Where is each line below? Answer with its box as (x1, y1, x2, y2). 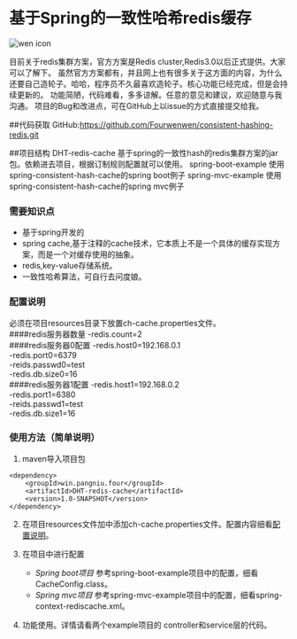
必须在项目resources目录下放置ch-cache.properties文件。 (9, 317, 221, 328)
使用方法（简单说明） (9, 432, 100, 444)
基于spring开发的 (21, 227, 85, 238)
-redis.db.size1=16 (9, 408, 76, 418)
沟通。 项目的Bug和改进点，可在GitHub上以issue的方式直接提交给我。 (9, 100, 264, 111)
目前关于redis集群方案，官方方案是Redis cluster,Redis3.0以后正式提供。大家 (9, 56, 286, 66)
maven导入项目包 (21, 453, 86, 464)
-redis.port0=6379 (9, 349, 77, 360)
